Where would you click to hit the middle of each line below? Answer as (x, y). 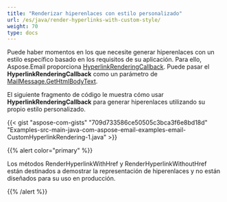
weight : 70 (23, 26)
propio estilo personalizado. (46, 109)
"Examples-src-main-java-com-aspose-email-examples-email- (97, 130)
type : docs (23, 33)
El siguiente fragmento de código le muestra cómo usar (86, 95)
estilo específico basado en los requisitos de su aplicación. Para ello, (105, 60)
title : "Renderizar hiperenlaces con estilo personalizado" (95, 13)
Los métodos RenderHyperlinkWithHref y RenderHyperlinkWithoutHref (107, 164)
